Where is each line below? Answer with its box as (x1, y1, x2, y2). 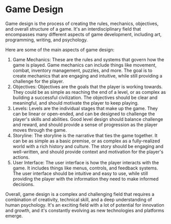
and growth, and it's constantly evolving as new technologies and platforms (5, 207, 164, 213)
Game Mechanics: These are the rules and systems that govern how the (12, 56, 164, 62)
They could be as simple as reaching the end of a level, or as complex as (12, 89, 166, 95)
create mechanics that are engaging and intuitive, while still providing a (12, 72, 162, 79)
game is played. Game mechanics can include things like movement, (12, 62, 157, 68)
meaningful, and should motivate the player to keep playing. (12, 99, 139, 106)
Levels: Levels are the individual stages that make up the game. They (12, 105, 158, 111)
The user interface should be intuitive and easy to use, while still (12, 170, 148, 177)
